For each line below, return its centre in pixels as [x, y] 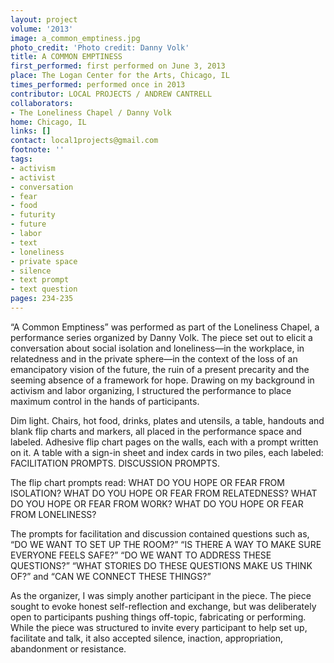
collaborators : [42, 103]
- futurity [33, 215]
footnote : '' [37, 150]
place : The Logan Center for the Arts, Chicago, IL [120, 76]
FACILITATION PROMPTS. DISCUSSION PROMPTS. [115, 463]
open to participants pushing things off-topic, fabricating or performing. [158, 617]
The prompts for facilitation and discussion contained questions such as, [160, 533]
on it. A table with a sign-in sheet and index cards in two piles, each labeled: [167, 452]
